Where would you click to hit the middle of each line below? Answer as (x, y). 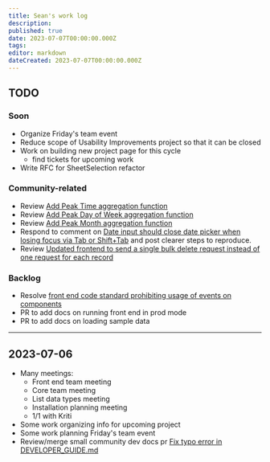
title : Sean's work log (48, 16)
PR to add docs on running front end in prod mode (103, 313)
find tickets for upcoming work (83, 159)
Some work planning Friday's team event (88, 433)
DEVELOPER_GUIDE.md (59, 450)
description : (30, 23)
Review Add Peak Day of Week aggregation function (107, 215)
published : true (35, 31)
